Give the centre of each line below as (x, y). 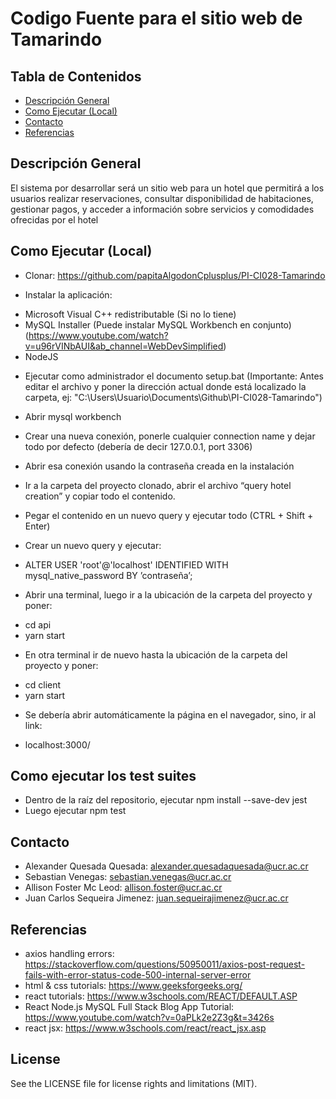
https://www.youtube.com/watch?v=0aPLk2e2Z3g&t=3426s (149, 1018)
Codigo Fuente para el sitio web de (156, 18)
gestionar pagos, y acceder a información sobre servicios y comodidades (162, 209)
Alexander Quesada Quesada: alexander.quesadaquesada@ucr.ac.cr (166, 866)
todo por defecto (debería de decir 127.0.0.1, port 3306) (138, 446)
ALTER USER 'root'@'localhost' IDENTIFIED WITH (126, 564)
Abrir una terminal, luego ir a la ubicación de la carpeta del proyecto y (168, 594)
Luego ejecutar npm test (75, 811)
